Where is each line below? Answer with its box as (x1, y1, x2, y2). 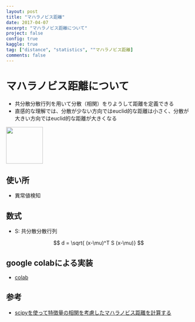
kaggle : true (6, 42, 38, 48)
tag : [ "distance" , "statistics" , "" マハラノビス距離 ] (6, 47, 133, 53)
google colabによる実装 (6, 258, 93, 268)
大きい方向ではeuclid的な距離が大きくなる (14, 115, 117, 122)
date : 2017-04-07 (6, 19, 49, 25)
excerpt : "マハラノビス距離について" (6, 25, 88, 31)
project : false (6, 31, 43, 36)
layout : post (6, 8, 38, 15)
